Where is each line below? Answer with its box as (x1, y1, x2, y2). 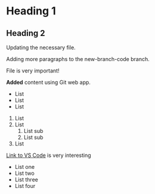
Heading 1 (6, 4, 57, 18)
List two (14, 169, 35, 177)
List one (14, 163, 35, 170)
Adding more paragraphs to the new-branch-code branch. (6, 56, 150, 62)
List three (14, 176, 39, 183)
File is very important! (6, 67, 60, 74)
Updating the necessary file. (6, 44, 76, 51)
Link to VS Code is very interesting (6, 151, 91, 159)
